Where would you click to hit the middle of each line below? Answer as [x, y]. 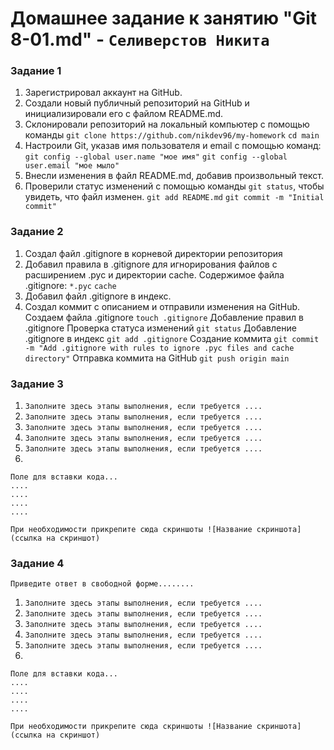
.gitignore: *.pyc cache [70, 285]
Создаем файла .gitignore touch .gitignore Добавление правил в [164, 317]
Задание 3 [37, 384]
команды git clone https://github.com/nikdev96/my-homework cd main [172, 135]
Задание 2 [37, 232]
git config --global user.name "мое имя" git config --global [156, 157]
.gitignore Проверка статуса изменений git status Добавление [160, 328]
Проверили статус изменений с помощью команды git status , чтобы [174, 186]
